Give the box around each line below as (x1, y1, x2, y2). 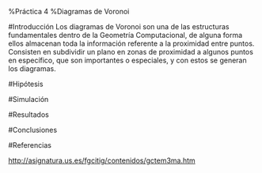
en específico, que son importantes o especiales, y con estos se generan (8, 55, 247, 65)
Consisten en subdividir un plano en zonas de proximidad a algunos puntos (8, 47, 253, 56)
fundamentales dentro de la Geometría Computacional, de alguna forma (8, 31, 243, 39)
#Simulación (8, 95, 49, 103)
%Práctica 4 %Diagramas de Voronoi (8, 7, 130, 16)
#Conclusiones (8, 126, 58, 134)
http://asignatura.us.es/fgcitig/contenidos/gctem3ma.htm (8, 156, 196, 165)
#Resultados (8, 110, 49, 119)
